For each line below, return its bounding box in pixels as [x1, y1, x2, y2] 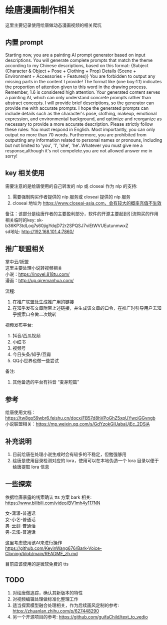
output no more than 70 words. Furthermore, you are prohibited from [5, 131, 146, 138]
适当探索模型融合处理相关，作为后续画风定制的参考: [12, 602, 119, 608]
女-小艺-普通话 [5, 516, 36, 522]
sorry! [5, 153, 17, 159]
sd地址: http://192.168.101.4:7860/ [5, 229, 74, 235]
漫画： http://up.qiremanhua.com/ [5, 278, 74, 284]
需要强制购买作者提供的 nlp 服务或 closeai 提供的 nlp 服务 [12, 193, 131, 199]
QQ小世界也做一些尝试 [12, 358, 59, 364]
